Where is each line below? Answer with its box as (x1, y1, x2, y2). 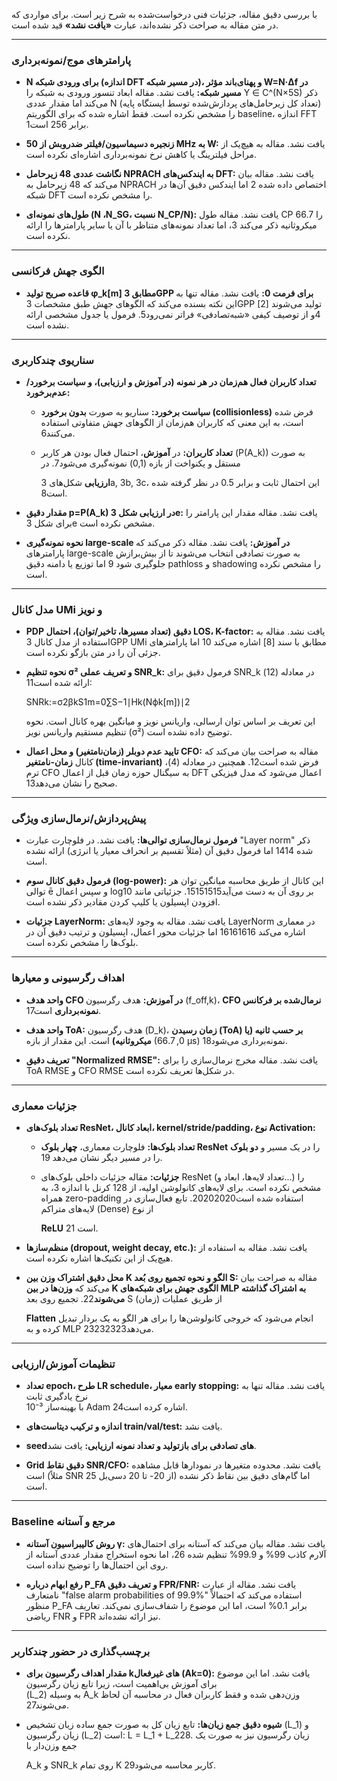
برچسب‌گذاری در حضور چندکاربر (11, 1644, 151, 1658)
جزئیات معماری (11, 1099, 78, 1113)
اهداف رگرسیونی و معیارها (11, 971, 125, 985)
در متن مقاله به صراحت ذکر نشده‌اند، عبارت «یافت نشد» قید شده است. (11, 19, 279, 31)
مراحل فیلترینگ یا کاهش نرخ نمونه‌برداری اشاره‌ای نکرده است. (25, 149, 258, 161)
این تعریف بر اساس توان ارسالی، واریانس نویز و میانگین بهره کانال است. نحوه (25, 715, 316, 728)
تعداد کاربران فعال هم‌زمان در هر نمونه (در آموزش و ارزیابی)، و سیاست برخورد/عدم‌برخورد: (25, 375, 317, 398)
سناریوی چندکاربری (11, 353, 94, 367)
